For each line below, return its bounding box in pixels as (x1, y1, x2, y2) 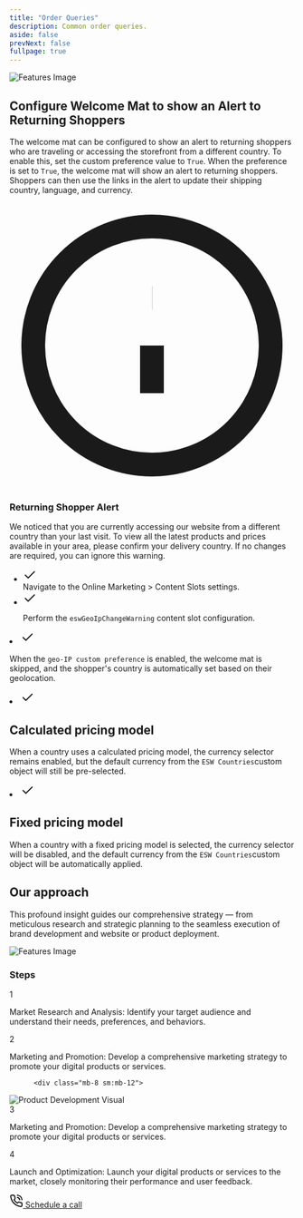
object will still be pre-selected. (9, 765, 127, 776)
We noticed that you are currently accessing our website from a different (9, 521, 280, 532)
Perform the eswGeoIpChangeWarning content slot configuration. (22, 613, 256, 624)
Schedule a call (24, 1199, 83, 1210)
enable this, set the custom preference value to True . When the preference (9, 155, 288, 166)
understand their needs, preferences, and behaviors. (9, 1016, 206, 1027)
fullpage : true (9, 47, 67, 56)
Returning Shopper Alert (9, 501, 119, 513)
